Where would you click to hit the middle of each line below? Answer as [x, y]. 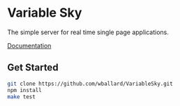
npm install [24, 90]
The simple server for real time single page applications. [88, 32]
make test [22, 97]
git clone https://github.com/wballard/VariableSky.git [90, 84]
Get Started [33, 68]
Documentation [29, 45]
